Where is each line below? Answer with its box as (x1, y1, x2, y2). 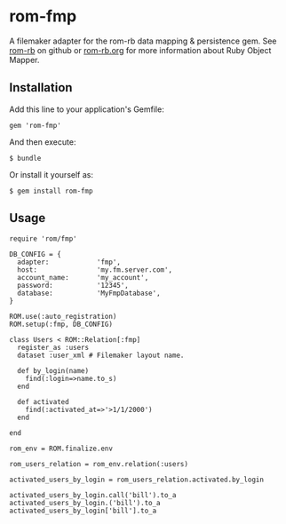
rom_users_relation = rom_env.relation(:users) (9, 459, 189, 468)
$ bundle (9, 154, 42, 163)
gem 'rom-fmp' (9, 121, 62, 130)
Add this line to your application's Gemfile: (9, 104, 164, 115)
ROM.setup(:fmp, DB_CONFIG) (9, 320, 114, 329)
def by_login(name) (17, 366, 90, 375)
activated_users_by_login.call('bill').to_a (9, 490, 177, 499)
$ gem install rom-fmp (9, 187, 93, 195)
